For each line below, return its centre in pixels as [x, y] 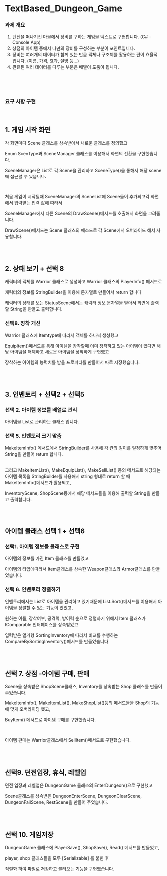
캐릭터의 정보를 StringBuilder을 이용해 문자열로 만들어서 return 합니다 [73, 292]
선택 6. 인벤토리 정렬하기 [33, 590]
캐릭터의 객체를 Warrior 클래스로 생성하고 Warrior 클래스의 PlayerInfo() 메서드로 [83, 282]
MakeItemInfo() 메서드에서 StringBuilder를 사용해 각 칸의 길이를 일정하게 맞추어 [83, 448]
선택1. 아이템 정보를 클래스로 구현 [42, 547]
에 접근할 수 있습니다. [26, 176]
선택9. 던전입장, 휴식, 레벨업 [46, 773]
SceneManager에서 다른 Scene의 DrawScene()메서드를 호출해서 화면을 [76, 213]
